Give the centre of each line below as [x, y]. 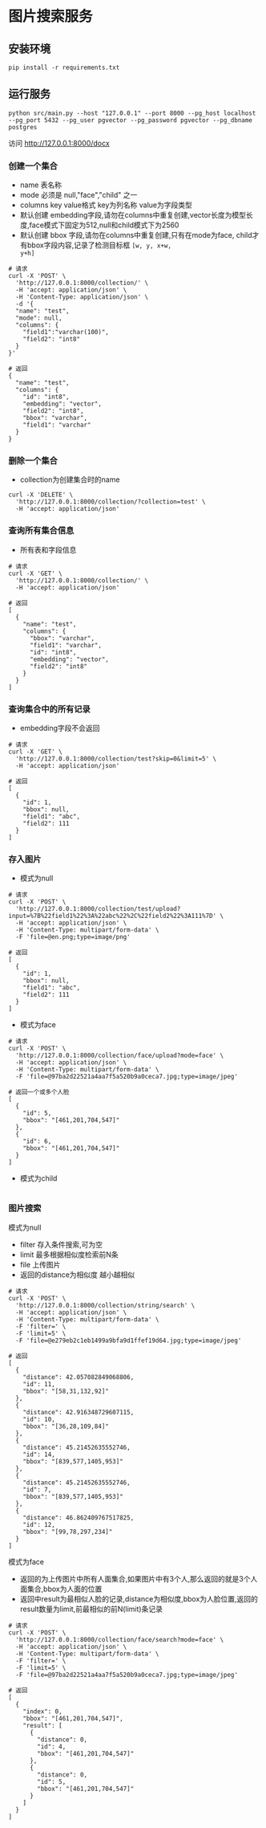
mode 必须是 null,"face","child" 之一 [79, 195]
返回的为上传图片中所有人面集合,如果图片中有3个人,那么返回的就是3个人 [139, 1578]
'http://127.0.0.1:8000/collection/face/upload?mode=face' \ [120, 1056]
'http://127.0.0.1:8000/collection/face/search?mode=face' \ [120, 1639]
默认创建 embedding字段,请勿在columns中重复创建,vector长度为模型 [133, 215]
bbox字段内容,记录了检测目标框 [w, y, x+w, [99, 245]
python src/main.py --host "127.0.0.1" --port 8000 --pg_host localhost [132, 113]
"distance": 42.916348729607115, [79, 1412]
